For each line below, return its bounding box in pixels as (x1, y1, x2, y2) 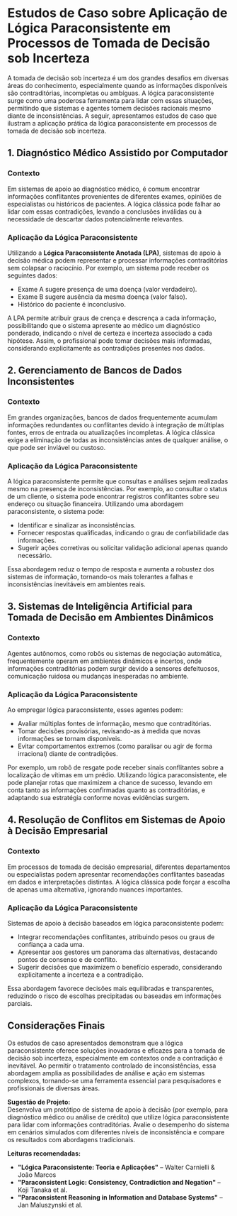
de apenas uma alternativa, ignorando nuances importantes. (7, 885, 183, 894)
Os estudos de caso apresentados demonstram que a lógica (7, 1039, 183, 1047)
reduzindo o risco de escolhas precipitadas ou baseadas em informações (7, 992, 221, 1000)
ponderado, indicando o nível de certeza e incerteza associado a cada (7, 329, 212, 337)
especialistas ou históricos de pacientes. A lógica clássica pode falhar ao (7, 199, 221, 208)
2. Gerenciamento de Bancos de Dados (7, 364, 183, 377)
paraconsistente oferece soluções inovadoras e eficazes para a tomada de (7, 1046, 226, 1055)
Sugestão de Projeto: (7, 1097, 71, 1106)
